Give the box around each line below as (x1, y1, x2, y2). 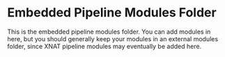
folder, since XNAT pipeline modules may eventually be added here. (7, 42, 202, 50)
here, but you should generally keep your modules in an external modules (7, 34, 218, 43)
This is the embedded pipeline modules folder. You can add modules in (7, 27, 211, 36)
